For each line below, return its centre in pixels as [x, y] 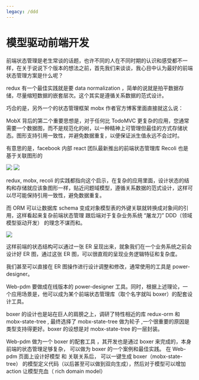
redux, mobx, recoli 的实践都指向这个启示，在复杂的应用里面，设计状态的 [95, 180]
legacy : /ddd [22, 12]
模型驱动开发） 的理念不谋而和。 [46, 223]
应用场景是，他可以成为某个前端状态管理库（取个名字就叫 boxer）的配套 [99, 294]
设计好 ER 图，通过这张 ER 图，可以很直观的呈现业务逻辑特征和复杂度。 [93, 254]
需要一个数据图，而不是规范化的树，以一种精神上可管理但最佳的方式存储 [94, 128]
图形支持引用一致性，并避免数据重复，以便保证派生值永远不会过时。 [99, 135]
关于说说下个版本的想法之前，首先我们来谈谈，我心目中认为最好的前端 [107, 68]
